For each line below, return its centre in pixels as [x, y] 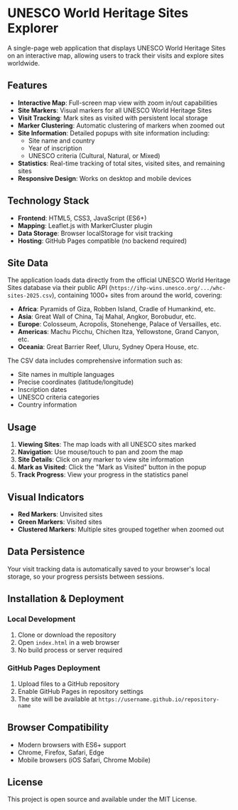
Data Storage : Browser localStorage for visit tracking [95, 233]
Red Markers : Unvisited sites [60, 514]
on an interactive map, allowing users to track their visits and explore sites [116, 56]
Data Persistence [46, 552]
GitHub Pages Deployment [54, 668]
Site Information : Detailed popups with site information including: [113, 133]
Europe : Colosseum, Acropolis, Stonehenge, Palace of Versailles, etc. [119, 324]
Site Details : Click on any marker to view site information [101, 459]
